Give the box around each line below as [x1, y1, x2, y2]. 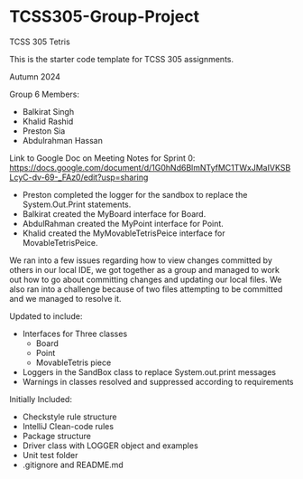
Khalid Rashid [22, 116, 74, 127]
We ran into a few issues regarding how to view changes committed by [9, 255, 273, 266]
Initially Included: [9, 393, 72, 404]
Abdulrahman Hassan [22, 135, 104, 146]
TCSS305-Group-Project [9, 6, 200, 27]
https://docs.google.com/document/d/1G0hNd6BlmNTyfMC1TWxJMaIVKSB [9, 162, 291, 173]
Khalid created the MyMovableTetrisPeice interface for [22, 228, 225, 239]
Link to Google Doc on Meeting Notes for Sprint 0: [9, 152, 196, 164]
